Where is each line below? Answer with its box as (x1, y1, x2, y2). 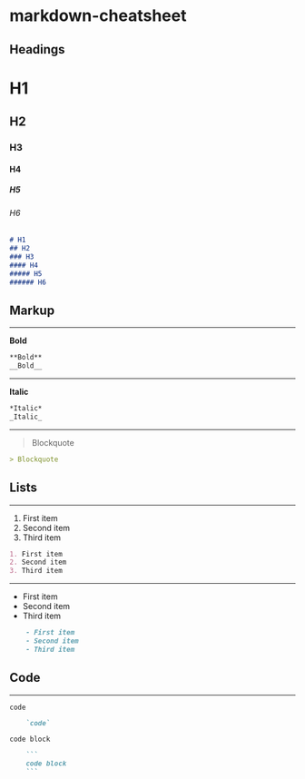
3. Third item (9, 567, 64, 576)
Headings (9, 42, 65, 57)
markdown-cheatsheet (9, 5, 187, 26)
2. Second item (9, 557, 67, 567)
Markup (9, 302, 55, 318)
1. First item (9, 549, 64, 558)
